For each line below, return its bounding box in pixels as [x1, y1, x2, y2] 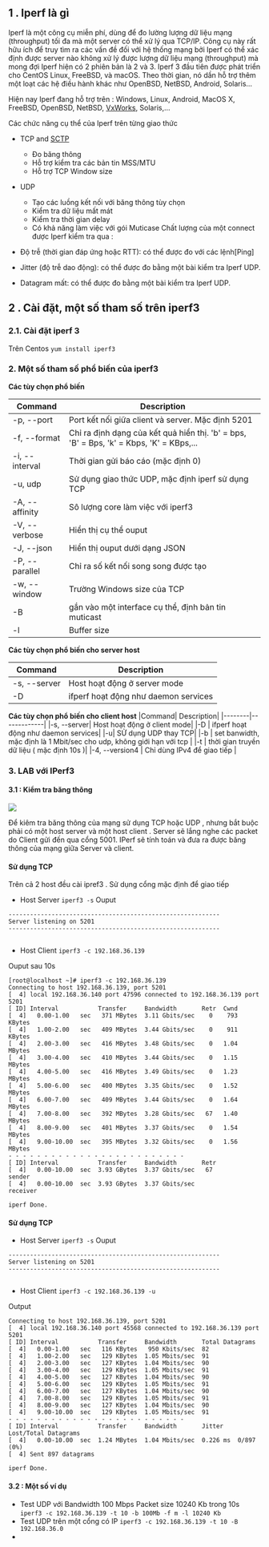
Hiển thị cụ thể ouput [69, 524, 148, 535]
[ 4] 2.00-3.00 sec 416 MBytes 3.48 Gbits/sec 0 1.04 [8, 1040, 239, 1048]
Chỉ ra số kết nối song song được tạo [69, 560, 207, 571]
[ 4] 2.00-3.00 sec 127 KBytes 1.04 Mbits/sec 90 [8, 1360, 210, 1368]
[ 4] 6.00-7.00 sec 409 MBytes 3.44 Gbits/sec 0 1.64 [8, 1096, 239, 1104]
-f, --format [12, 432, 61, 443]
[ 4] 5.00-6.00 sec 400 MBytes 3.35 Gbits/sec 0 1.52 [8, 1082, 239, 1090]
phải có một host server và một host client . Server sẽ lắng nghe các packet [8, 826, 259, 836]
